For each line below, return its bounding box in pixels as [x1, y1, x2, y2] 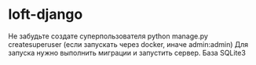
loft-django [8, 5, 83, 23]
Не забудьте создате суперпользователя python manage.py [8, 31, 208, 41]
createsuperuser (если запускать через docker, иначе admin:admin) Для [8, 39, 249, 49]
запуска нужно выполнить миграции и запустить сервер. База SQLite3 [8, 48, 246, 57]
